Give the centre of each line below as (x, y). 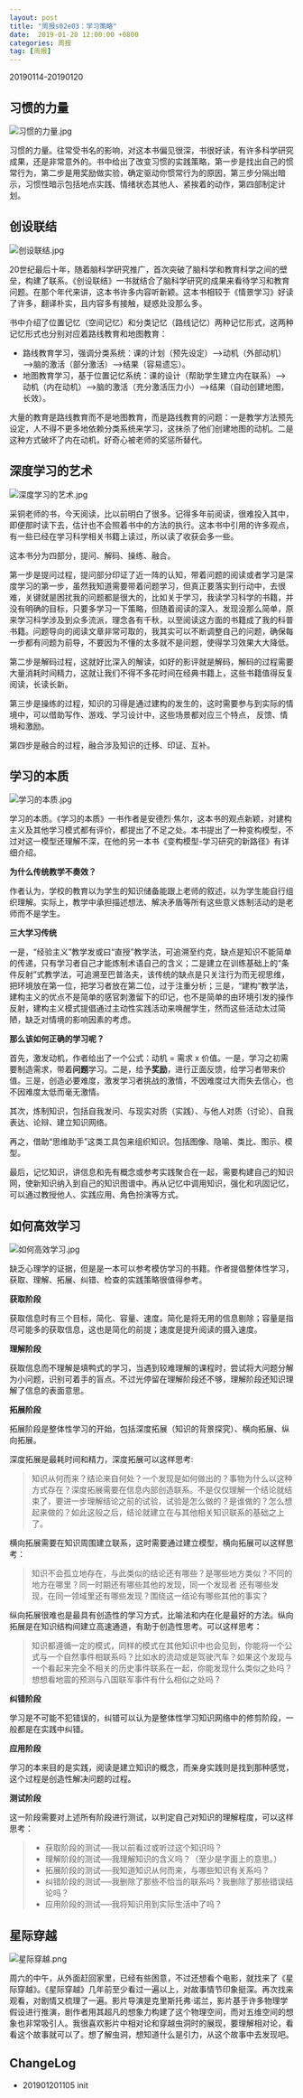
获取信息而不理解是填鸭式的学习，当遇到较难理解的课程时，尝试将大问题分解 (151, 1368)
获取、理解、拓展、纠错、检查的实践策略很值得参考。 (108, 1280)
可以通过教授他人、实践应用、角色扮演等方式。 (96, 1195)
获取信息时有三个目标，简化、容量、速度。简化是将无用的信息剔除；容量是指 (151, 1319)
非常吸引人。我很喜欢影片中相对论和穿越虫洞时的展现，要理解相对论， (155, 2023)
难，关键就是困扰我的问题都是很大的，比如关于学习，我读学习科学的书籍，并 (151, 597)
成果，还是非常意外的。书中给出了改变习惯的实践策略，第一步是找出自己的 (147, 161)
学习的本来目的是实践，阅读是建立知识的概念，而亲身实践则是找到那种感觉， (151, 1767)
